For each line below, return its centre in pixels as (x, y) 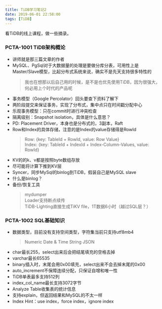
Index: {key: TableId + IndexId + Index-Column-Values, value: (87, 144)
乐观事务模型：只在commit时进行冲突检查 (55, 111)
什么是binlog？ (27, 178)
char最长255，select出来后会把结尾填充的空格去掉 (64, 252)
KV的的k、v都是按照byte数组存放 (46, 160)
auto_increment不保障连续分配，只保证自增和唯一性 (65, 270)
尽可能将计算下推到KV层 (37, 166)
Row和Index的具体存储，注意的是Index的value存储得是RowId (74, 129)
